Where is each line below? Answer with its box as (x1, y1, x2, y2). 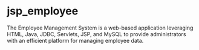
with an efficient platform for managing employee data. (7, 37, 144, 44)
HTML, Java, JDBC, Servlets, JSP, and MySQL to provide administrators (7, 30, 186, 37)
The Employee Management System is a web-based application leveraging (7, 24, 194, 31)
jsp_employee (7, 4, 79, 18)
